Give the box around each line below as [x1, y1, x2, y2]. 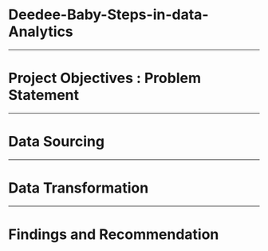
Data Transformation [8, 179, 149, 197]
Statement [8, 86, 80, 105]
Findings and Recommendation [8, 225, 219, 243]
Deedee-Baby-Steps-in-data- [8, 6, 209, 24]
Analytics [8, 22, 73, 41]
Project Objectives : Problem [8, 70, 202, 87]
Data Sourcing [8, 133, 105, 151]
